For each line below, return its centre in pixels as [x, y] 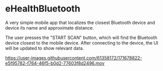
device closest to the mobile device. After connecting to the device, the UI [82, 42]
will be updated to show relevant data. [45, 48]
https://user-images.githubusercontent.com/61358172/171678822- [74, 57]
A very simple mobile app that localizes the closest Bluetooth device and [80, 22]
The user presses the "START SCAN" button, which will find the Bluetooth [81, 37]
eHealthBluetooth [43, 9]
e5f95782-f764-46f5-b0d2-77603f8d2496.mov [55, 63]
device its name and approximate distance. [50, 27]
